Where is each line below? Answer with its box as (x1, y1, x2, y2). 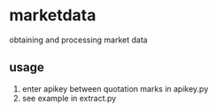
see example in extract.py (21, 93, 117, 103)
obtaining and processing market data (9, 34, 148, 45)
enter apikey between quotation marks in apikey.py (21, 83, 209, 93)
